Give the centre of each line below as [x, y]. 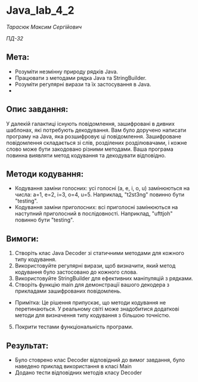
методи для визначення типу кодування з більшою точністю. [92, 315]
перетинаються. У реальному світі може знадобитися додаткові [97, 309]
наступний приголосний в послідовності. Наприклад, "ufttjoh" [94, 214]
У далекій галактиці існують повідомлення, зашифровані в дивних [90, 123]
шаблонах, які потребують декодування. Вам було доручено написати [96, 130]
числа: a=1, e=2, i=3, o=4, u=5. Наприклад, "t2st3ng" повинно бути [100, 195]
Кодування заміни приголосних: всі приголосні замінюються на [96, 207]
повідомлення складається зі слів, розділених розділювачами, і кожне [97, 142]
